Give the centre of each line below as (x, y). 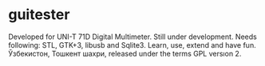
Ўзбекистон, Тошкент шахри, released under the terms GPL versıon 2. (125, 53)
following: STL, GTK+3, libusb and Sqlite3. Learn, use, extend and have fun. (132, 45)
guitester (39, 15)
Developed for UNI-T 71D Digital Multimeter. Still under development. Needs (132, 37)
